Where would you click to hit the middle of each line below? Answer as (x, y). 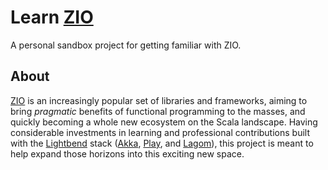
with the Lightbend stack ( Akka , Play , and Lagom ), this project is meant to (162, 143)
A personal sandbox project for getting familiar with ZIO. (126, 45)
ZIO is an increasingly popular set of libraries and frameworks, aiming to (159, 100)
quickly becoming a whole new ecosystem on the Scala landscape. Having (164, 122)
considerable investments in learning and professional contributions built (160, 132)
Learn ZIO (52, 17)
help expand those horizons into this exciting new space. (127, 153)
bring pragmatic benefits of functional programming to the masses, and (158, 111)
